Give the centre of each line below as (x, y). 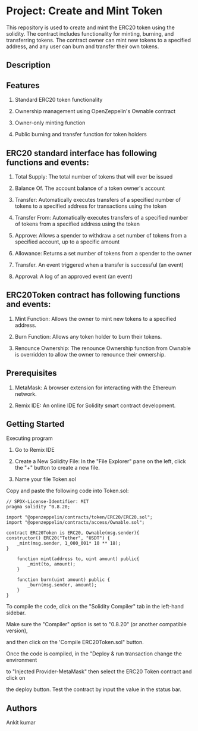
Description (28, 65)
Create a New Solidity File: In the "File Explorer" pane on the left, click (100, 461)
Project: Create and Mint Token (84, 11)
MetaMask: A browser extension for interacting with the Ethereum (95, 388)
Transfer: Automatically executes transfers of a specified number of (98, 199)
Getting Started (35, 424)
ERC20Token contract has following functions (93, 295)
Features (23, 85)
